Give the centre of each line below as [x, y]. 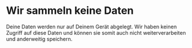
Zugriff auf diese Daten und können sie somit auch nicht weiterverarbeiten [96, 32]
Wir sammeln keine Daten [70, 11]
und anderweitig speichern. [39, 39]
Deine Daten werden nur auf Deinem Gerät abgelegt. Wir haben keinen [92, 27]
